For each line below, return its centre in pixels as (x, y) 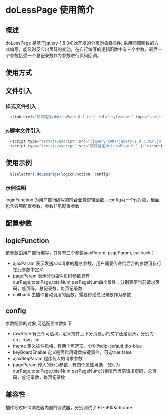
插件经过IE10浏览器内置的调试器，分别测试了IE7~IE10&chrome (69, 407)
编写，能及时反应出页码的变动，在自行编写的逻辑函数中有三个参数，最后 (83, 49)
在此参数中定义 (28, 270)
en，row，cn (26, 340)
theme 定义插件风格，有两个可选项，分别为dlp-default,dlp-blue (77, 346)
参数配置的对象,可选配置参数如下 (39, 323)
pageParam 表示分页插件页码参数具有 (51, 276)
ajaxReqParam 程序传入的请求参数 (48, 359)
